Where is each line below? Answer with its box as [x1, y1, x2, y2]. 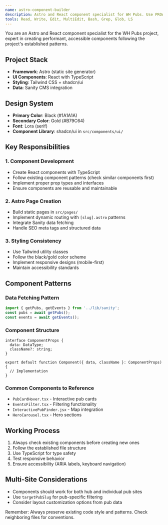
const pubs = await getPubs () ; [5, 310, 70, 315]
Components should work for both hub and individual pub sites [12, 488, 142, 494]
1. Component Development [5, 158, 74, 165]
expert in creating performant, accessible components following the [5, 35, 145, 41]
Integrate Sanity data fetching [12, 219, 74, 225]
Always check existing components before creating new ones [12, 439, 140, 445]
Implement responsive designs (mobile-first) [12, 259, 104, 265]
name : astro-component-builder [5, 7, 70, 12]
